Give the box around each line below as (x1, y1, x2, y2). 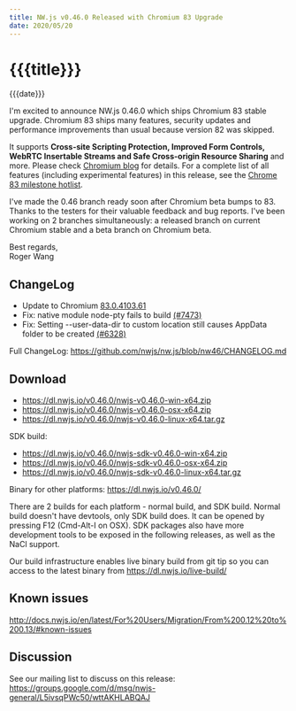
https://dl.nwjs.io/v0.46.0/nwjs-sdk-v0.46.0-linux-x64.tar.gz (21, 467, 241, 478)
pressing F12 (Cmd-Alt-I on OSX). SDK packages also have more (9, 520, 245, 531)
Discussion (9, 650, 72, 665)
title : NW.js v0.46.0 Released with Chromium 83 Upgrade (9, 12, 224, 22)
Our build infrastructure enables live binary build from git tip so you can (9, 556, 269, 567)
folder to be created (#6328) (21, 328, 126, 339)
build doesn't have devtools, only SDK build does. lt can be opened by (9, 511, 265, 522)
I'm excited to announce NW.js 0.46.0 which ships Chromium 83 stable (9, 105, 267, 116)
